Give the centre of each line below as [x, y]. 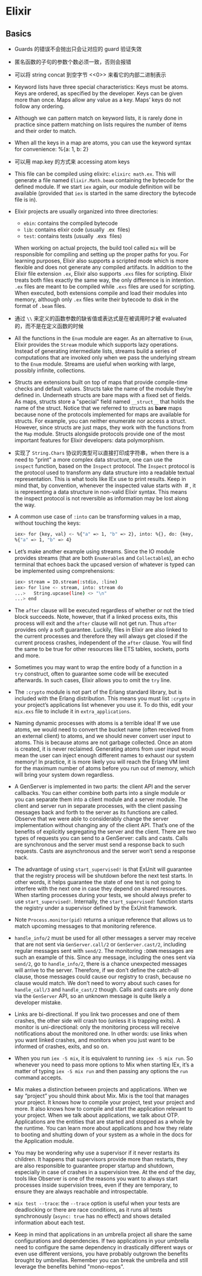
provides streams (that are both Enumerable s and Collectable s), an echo [104, 558]
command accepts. [38, 1078]
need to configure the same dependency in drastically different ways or [103, 1247]
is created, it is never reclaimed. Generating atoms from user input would [105, 749]
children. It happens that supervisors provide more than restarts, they [101, 1159]
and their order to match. [45, 131]
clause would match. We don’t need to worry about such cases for [97, 983]
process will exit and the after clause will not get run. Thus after [96, 623]
